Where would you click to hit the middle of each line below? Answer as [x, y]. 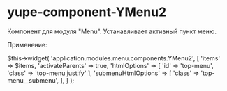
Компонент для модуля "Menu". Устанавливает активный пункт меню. [112, 31]
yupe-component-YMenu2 [87, 12]
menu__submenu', [33, 80]
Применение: [27, 44]
